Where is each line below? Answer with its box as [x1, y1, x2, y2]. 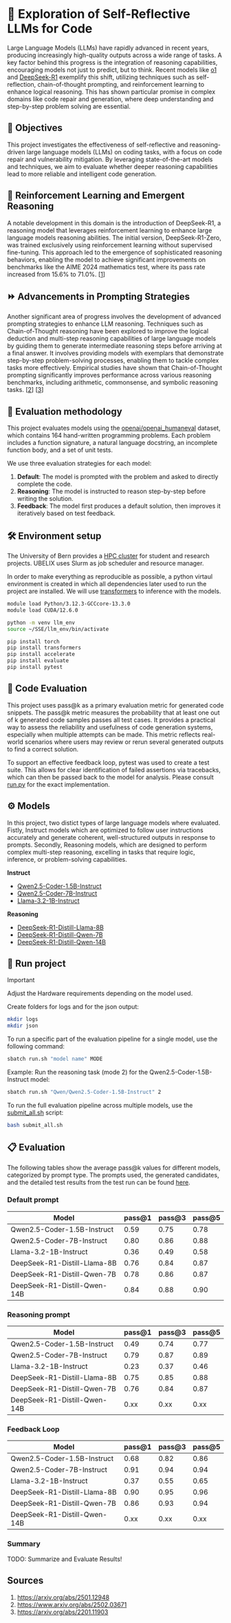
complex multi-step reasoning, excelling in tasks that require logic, [7, 847, 195, 856]
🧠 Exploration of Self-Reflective [7, 6, 190, 22]
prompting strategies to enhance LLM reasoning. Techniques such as [7, 320, 203, 328]
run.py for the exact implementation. [7, 780, 110, 788]
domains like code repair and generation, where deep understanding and [7, 94, 214, 103]
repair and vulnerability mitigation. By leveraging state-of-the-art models [7, 155, 213, 163]
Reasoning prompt [7, 1310, 70, 1319]
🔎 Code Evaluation [7, 683, 87, 694]
